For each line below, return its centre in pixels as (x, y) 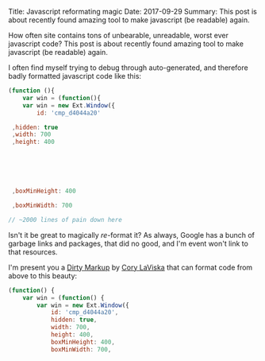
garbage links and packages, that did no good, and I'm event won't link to (128, 243)
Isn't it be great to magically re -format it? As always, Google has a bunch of (132, 235)
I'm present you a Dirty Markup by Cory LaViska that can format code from (131, 267)
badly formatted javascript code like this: (75, 76)
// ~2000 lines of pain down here (65, 219)
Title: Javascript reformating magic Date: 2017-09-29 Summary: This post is (133, 12)
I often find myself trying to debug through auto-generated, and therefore (128, 68)
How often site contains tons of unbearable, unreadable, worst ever (118, 35)
